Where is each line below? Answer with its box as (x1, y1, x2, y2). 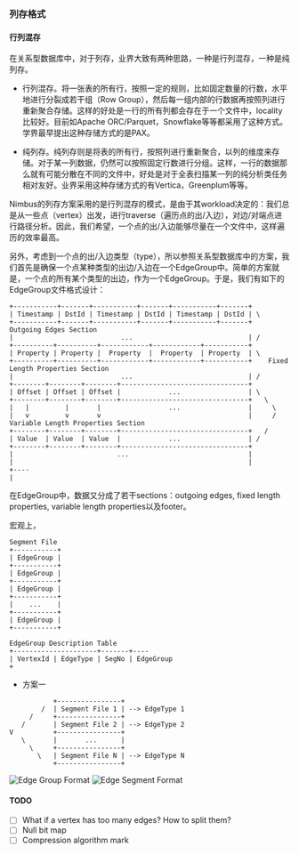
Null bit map (21, 825, 67, 835)
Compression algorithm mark (21, 834, 129, 846)
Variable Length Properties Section (9, 419, 145, 428)
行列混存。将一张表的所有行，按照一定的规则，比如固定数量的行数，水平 (21, 83, 287, 94)
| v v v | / (9, 411, 277, 420)
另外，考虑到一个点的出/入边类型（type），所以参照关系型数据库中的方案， (9, 251, 282, 262)
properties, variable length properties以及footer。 (9, 501, 191, 512)
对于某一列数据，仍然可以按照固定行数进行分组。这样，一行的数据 (37, 157, 280, 168)
